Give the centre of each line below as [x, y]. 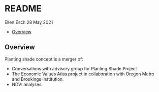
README [23, 9]
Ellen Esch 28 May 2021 [29, 22]
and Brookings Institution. [38, 79]
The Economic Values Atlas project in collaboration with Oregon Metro [83, 74]
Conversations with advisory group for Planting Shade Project [74, 68]
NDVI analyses [27, 84]
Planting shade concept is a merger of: [44, 59]
